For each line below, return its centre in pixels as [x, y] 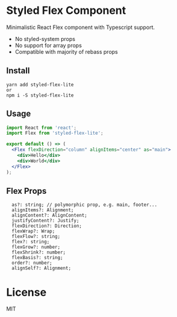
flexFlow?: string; [36, 237]
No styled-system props [45, 39]
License [26, 292]
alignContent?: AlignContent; [49, 216]
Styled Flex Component [66, 11]
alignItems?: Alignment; [43, 210]
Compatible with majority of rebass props [67, 51]
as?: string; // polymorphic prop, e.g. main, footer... [85, 205]
